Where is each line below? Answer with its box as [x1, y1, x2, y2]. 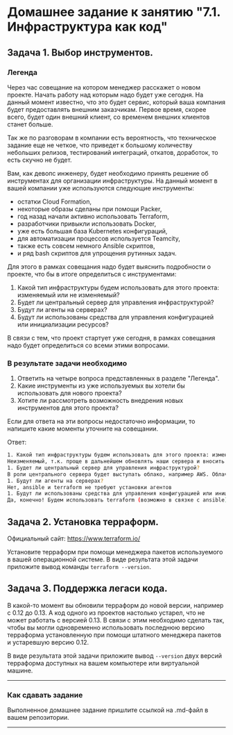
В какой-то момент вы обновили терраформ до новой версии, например [7, 601, 224, 609]
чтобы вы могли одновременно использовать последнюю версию [7, 623, 205, 631]
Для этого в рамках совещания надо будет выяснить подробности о [7, 262, 212, 271]
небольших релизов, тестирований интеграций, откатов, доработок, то [7, 148, 218, 156]
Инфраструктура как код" [7, 19, 168, 35]
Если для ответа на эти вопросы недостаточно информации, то [7, 418, 196, 426]
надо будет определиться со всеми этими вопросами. [7, 341, 170, 349]
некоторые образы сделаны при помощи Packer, [17, 204, 162, 213]
